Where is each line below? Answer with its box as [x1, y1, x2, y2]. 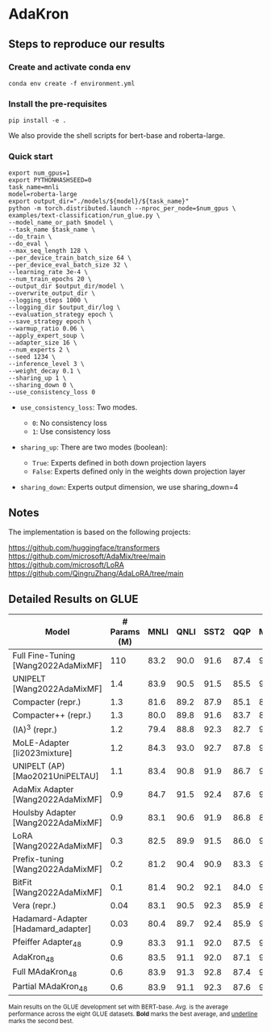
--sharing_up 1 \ [8, 374, 67, 382]
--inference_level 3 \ [8, 360, 85, 369]
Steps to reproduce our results [8, 37, 165, 51]
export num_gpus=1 [8, 169, 70, 178]
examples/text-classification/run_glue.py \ [8, 212, 161, 220]
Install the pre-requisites [8, 98, 107, 109]
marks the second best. [8, 1017, 74, 1026]
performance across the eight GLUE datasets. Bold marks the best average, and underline [8, 1010, 258, 1018]
